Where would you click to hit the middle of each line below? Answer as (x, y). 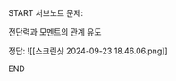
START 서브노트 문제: (46, 13)
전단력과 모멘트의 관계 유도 (55, 32)
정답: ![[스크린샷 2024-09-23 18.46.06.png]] (88, 51)
